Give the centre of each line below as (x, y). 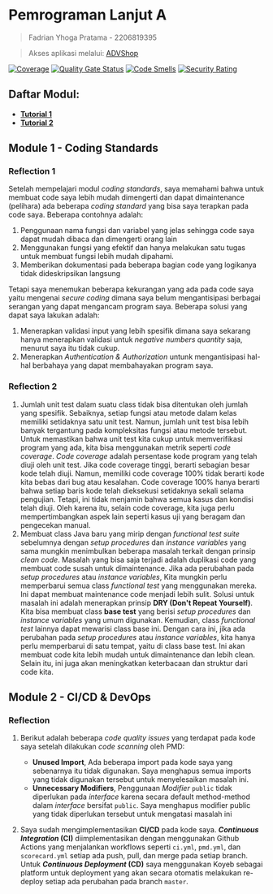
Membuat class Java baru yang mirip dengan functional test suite (130, 533)
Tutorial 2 (37, 123)
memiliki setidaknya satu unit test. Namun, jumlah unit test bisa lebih (134, 421)
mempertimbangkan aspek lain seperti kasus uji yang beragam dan (132, 516)
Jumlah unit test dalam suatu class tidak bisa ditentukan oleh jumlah (134, 404)
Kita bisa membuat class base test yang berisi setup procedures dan (135, 611)
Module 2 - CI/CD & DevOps (80, 697)
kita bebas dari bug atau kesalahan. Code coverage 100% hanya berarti (140, 482)
